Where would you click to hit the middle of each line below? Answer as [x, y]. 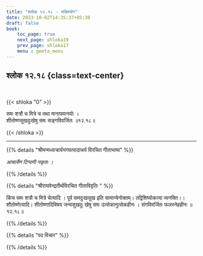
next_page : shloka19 [43, 40]
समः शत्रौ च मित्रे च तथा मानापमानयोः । [43, 114]
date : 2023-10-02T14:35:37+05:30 [48, 18]
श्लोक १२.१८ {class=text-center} [65, 76]
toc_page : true [36, 34]
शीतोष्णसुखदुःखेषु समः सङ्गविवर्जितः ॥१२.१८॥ [51, 120]
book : [13, 29]
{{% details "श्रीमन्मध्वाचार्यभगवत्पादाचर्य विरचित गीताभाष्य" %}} [70, 150]
